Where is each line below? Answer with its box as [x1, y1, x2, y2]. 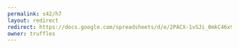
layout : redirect [7, 17, 59, 24]
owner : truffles [7, 30, 55, 37]
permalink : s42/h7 [7, 10, 62, 18]
